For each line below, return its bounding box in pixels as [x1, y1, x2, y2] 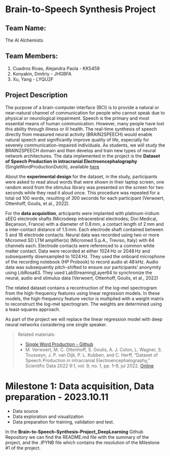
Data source [12, 408, 39, 414]
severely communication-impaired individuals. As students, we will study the [5, 142, 165, 148]
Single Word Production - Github [25, 341, 94, 347]
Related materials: [17, 331, 56, 337]
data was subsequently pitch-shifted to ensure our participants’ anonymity [5, 264, 161, 270]
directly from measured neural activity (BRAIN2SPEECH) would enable [5, 131, 152, 137]
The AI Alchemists [5, 37, 44, 43]
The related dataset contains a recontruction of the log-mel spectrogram [5, 285, 157, 291]
